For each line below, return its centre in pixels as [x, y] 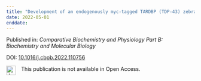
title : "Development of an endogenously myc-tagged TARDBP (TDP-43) [93, 12]
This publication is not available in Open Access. [80, 69]
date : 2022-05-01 [28, 17]
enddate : [17, 23]
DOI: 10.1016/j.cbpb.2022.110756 [46, 58]
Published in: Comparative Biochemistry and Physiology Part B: [85, 40]
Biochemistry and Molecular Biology [51, 46]
